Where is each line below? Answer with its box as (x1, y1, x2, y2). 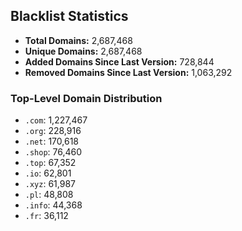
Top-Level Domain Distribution (10, 91, 163, 105)
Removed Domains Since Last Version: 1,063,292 (24, 66, 233, 78)
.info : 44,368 (24, 199, 83, 211)
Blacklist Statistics (10, 8, 129, 25)
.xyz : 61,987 (24, 178, 76, 190)
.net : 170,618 (24, 135, 79, 148)
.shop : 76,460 (24, 146, 83, 158)
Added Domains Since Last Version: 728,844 (24, 55, 215, 68)
